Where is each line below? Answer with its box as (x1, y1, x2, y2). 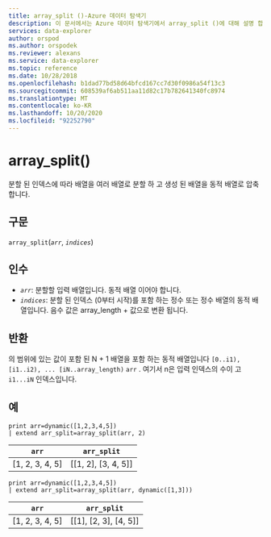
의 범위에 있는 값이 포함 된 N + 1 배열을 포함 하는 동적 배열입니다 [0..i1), (8, 354, 240, 364)
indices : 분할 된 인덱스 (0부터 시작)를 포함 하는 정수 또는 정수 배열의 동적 (19, 295, 251, 305)
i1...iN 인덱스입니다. (8, 374, 77, 384)
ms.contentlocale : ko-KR (8, 102, 92, 110)
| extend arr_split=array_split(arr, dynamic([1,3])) (8, 486, 194, 494)
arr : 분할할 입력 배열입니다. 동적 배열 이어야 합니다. (19, 285, 181, 295)
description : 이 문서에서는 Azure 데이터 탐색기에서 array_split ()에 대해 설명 (8, 19, 255, 27)
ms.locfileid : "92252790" (8, 117, 95, 125)
